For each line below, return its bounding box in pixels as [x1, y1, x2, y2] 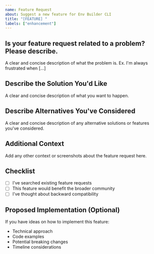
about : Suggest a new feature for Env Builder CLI [5, 12, 112, 17]
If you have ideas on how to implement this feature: [5, 219, 110, 225]
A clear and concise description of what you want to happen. [5, 92, 129, 99]
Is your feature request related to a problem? [5, 39, 145, 47]
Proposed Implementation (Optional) [5, 206, 120, 214]
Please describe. [5, 47, 58, 55]
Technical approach [12, 228, 53, 234]
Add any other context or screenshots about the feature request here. [5, 152, 147, 158]
